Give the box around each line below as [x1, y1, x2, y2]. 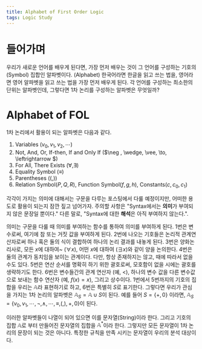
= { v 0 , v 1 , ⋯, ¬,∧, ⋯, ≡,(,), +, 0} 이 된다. [6, 299, 98, 308]
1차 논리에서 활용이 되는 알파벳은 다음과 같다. [6, 128, 112, 136]
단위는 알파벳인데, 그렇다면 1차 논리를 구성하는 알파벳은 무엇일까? [6, 86, 160, 94]
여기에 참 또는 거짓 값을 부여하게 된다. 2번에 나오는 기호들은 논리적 [24, 230, 180, 238]
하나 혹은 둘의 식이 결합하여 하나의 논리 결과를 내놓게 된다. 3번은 [27, 238, 179, 245]
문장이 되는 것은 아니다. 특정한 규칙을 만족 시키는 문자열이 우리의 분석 [17, 329, 180, 336]
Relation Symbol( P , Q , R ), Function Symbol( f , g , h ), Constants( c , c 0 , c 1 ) [15, 181, 188, 190]
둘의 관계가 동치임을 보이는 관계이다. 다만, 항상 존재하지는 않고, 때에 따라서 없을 [6, 253, 194, 261]
